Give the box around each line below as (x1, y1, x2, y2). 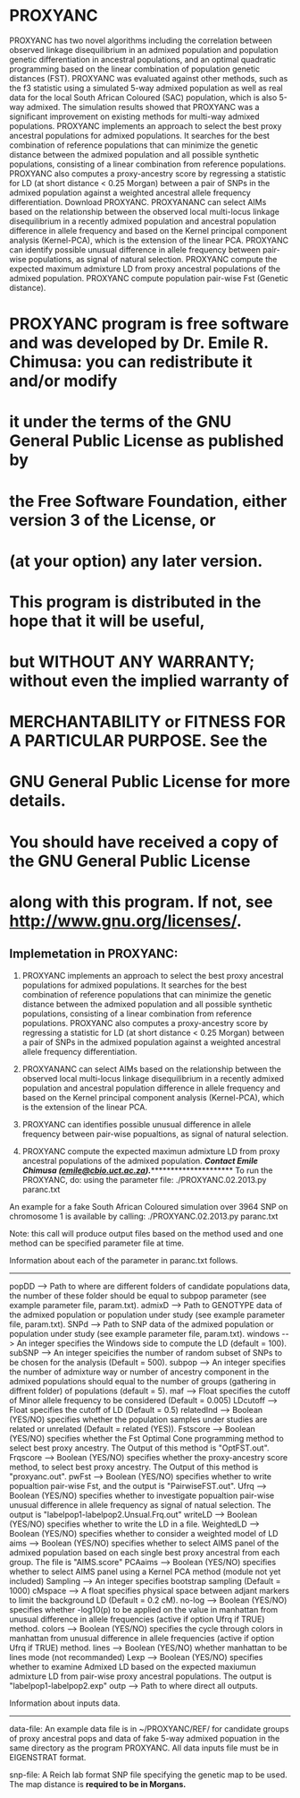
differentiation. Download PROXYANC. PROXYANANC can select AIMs (9, 196, 267, 207)
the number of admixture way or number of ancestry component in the (9, 1366, 270, 1377)
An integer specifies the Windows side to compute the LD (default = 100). (16, 1338, 287, 1348)
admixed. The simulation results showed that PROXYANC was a (26, 101, 260, 112)
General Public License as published (9, 431, 284, 451)
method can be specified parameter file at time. (9, 1237, 185, 1248)
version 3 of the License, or (9, 509, 216, 530)
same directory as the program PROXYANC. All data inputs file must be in (9, 1742, 279, 1753)
